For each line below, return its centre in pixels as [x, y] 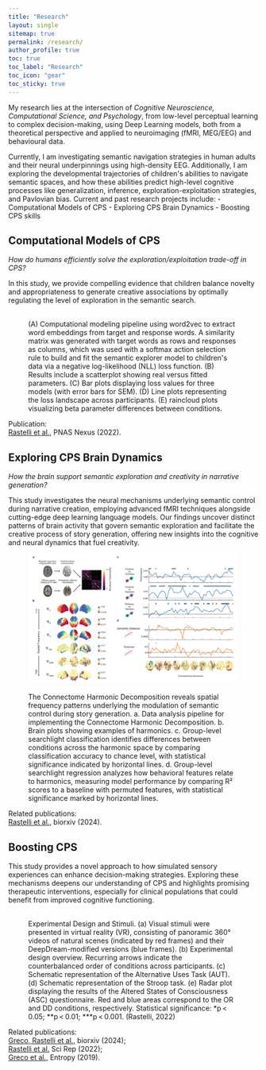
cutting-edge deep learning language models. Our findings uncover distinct [132, 517]
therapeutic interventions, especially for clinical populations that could [123, 891]
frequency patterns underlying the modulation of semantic [124, 705]
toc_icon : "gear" [37, 75]
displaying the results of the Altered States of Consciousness [128, 991]
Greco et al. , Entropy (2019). [54, 1057]
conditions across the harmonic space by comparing [114, 747]
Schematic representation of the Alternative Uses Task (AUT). [129, 974]
